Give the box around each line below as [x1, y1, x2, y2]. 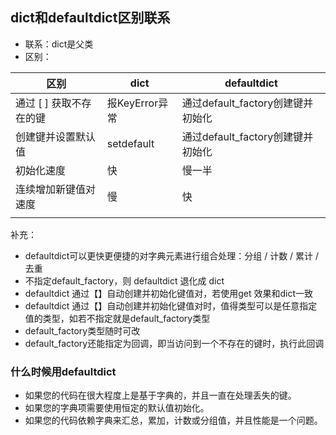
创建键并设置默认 [15, 129, 97, 143]
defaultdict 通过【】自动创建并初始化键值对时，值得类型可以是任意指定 [24, 299, 318, 312]
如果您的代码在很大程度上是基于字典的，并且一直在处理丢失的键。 [24, 389, 297, 402]
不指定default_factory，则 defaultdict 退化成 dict [24, 274, 225, 287]
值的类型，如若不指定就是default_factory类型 [24, 312, 211, 324]
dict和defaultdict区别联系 [10, 9, 171, 27]
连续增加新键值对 [15, 182, 97, 196]
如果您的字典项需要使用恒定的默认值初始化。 [24, 402, 210, 414]
